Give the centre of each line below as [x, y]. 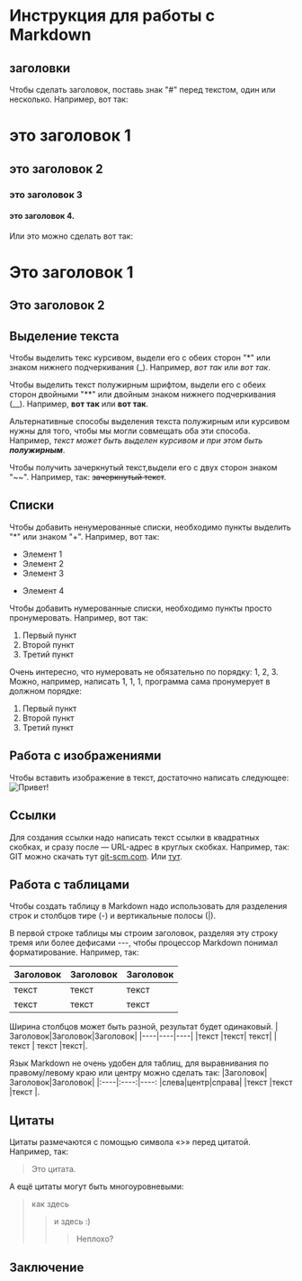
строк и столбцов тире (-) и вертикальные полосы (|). [113, 916]
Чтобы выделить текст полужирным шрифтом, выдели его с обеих [138, 385]
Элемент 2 [43, 563]
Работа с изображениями [85, 756]
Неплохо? [95, 1239]
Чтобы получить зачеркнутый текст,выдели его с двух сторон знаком [143, 468]
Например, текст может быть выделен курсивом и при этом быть [136, 441]
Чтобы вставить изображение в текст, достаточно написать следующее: [149, 777]
